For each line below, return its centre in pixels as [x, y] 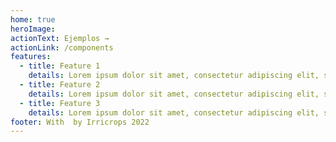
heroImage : [33, 29]
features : [31, 57]
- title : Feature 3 [60, 103]
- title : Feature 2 [60, 85]
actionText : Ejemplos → [60, 38]
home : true [33, 19]
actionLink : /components [62, 47]
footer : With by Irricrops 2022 [80, 122]
